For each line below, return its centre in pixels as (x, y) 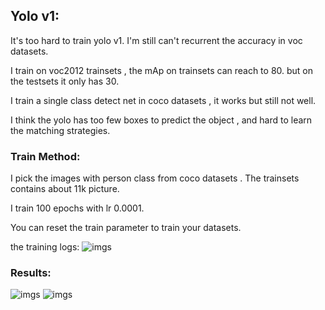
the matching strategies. (60, 130)
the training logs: (45, 247)
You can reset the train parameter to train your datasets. (126, 228)
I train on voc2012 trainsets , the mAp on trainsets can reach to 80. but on (162, 70)
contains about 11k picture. (65, 189)
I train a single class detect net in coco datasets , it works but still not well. (163, 100)
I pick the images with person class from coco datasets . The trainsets (155, 178)
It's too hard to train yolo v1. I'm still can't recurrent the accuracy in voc (156, 40)
